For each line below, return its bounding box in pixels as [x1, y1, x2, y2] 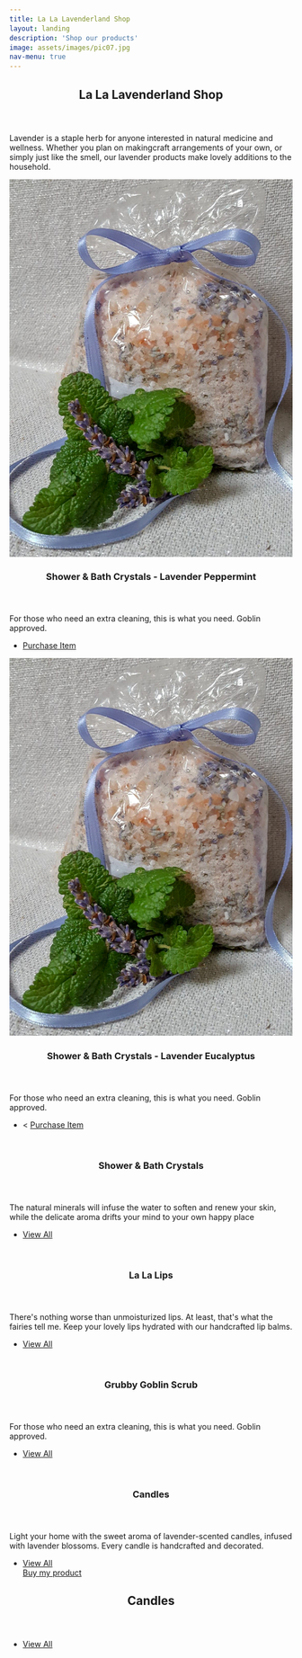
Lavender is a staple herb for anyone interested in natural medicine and [9, 132, 273, 143]
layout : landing [9, 23, 70, 33]
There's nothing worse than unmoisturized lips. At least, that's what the [9, 1312, 273, 1323]
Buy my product [22, 1567, 83, 1578]
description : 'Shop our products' [9, 33, 139, 42]
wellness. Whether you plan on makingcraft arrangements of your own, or [9, 142, 283, 153]
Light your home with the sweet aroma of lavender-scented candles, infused [9, 1531, 293, 1542]
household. [9, 161, 51, 172]
